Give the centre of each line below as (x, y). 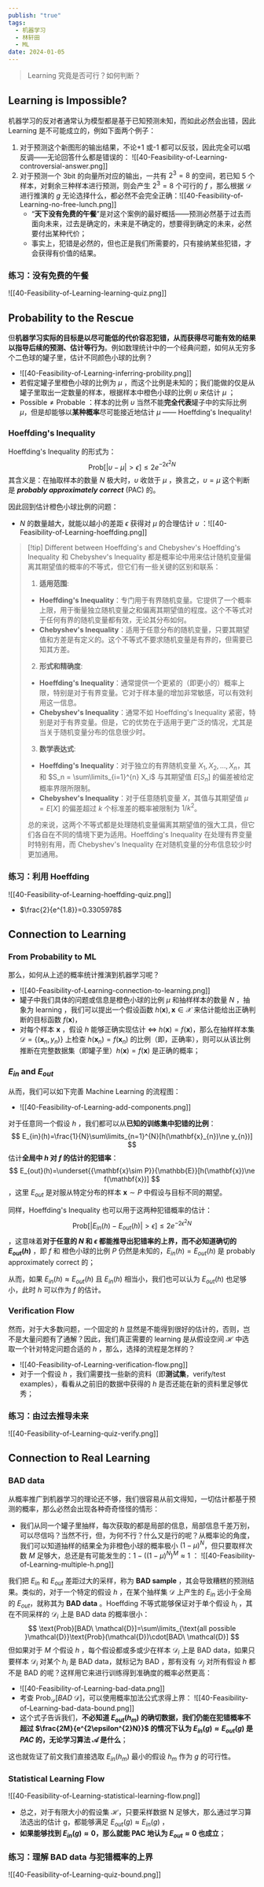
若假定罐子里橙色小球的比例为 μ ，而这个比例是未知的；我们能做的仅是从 (137, 383)
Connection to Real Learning (79, 1458)
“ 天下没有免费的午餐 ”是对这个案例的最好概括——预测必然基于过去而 (141, 214)
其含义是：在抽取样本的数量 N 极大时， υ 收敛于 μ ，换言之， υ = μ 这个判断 (129, 480)
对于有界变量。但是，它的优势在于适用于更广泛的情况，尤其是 (153, 722)
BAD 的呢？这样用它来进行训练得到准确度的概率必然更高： (117, 1672)
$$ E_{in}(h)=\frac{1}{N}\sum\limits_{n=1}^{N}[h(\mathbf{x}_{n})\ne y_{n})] (132, 1136)
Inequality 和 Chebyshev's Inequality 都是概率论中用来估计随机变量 (136, 557)
